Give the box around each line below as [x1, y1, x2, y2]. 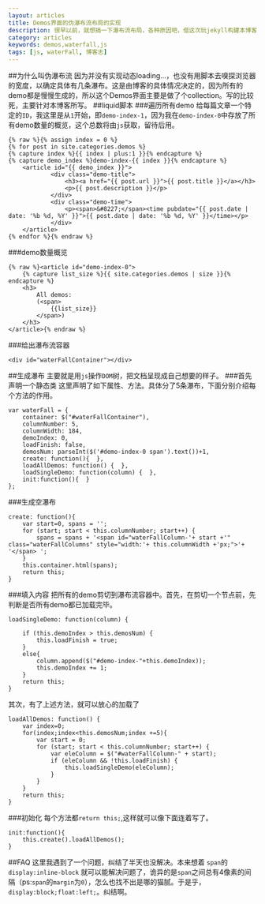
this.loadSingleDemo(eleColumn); [64, 763, 175, 771]
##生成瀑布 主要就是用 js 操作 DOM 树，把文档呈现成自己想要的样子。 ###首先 [8, 371, 252, 380]
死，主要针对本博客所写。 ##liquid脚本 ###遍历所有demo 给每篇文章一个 [8, 100, 245, 110]
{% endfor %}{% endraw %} [8, 233, 93, 241]
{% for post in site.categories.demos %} [8, 143, 147, 151]
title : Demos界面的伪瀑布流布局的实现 [8, 19, 121, 27]
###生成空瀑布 [8, 497, 57, 506]
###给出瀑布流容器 [8, 340, 70, 350]
